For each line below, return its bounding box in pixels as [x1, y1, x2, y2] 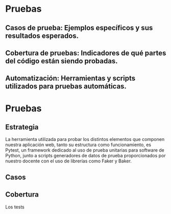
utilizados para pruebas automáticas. [5, 82, 127, 91]
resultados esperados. [5, 31, 79, 40]
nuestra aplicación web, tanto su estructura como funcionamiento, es [5, 141, 152, 148]
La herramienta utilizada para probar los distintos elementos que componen [5, 136, 165, 142]
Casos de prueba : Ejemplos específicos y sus [5, 23, 153, 32]
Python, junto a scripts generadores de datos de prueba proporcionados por [5, 153, 166, 159]
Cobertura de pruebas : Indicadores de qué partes [5, 49, 166, 57]
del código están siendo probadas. [5, 57, 118, 65]
